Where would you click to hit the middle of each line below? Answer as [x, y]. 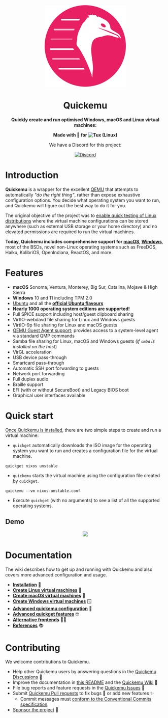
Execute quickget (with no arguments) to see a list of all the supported [86, 500]
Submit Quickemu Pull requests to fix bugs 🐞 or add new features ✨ [83, 693]
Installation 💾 [27, 585]
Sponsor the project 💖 [36, 710]
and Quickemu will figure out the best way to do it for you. [66, 205]
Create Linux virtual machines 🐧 [47, 590]
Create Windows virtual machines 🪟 [52, 601]
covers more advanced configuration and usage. [56, 574]
